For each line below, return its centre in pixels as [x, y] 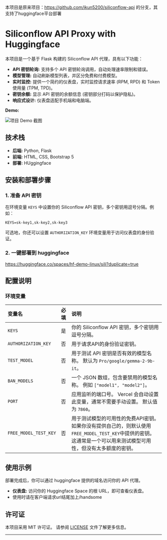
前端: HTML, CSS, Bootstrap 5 [43, 157]
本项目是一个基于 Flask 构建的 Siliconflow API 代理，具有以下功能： [74, 59]
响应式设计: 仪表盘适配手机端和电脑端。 [53, 100]
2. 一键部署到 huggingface [37, 253]
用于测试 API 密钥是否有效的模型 [109, 353]
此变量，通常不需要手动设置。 [106, 402]
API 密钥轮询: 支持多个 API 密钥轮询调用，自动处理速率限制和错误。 [81, 69]
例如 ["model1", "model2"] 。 [116, 385]
